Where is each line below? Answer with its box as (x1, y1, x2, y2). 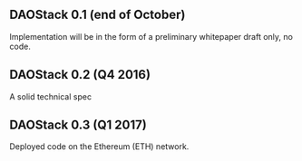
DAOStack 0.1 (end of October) (9, 7, 186, 23)
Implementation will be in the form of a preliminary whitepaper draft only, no (9, 31, 293, 42)
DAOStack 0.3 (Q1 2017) (9, 118, 147, 133)
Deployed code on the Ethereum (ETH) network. (9, 141, 190, 152)
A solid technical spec (9, 90, 93, 102)
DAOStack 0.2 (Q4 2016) (9, 67, 151, 82)
